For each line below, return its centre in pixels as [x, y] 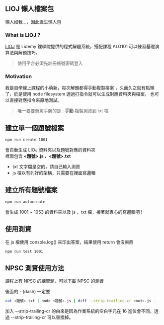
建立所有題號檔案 [31, 190]
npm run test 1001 [24, 251]
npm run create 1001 [27, 140]
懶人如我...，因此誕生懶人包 [33, 22]
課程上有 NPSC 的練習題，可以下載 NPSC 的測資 [55, 281]
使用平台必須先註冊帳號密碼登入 [50, 63]
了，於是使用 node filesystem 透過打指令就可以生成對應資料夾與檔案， [77, 94]
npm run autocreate [25, 202]
